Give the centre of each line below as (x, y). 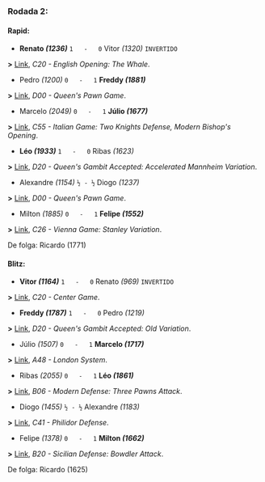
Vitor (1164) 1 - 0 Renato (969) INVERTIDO (97, 281)
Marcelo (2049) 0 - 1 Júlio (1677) (84, 112)
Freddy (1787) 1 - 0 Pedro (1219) (82, 313)
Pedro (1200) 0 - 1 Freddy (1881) (82, 80)
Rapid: (19, 31)
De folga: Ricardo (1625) (48, 470)
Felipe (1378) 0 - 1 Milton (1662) (82, 438)
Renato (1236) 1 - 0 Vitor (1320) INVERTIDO (99, 49)
